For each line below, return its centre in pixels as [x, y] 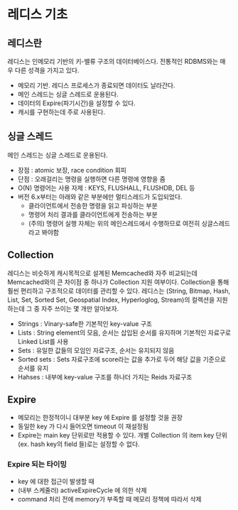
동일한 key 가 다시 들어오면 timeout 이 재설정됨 [83, 426]
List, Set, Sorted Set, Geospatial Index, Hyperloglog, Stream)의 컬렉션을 [111, 300]
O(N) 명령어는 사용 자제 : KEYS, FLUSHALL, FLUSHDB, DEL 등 [106, 188]
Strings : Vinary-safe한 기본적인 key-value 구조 [85, 323]
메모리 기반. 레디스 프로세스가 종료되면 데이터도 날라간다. [96, 85]
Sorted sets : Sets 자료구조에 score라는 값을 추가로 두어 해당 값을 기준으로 [121, 359]
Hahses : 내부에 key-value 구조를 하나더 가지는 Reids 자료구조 [105, 376]
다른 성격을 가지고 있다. [47, 70]
